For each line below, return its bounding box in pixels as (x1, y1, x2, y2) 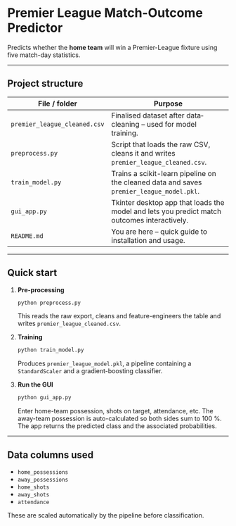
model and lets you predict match (111, 206, 222, 216)
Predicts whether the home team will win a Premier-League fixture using (7, 43, 218, 51)
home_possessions (17, 469, 69, 476)
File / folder (38, 99, 77, 108)
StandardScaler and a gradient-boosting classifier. (17, 367, 163, 375)
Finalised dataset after (111, 111, 185, 120)
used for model (146, 119, 197, 129)
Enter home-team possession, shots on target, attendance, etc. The (17, 407, 214, 415)
